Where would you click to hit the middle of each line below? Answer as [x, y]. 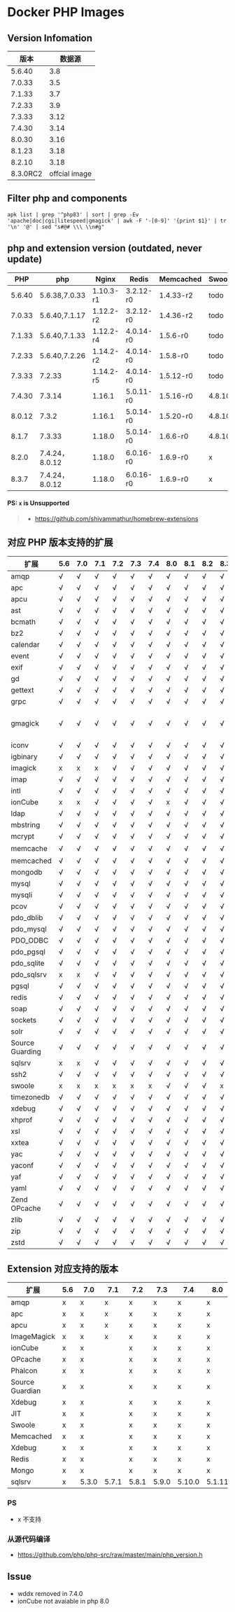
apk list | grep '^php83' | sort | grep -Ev [73, 214]
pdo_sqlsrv [29, 974]
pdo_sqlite [28, 963]
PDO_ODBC [30, 940]
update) [25, 259]
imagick [24, 767]
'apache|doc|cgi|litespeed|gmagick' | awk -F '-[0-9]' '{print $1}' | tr [117, 221]
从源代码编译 [29, 1539]
